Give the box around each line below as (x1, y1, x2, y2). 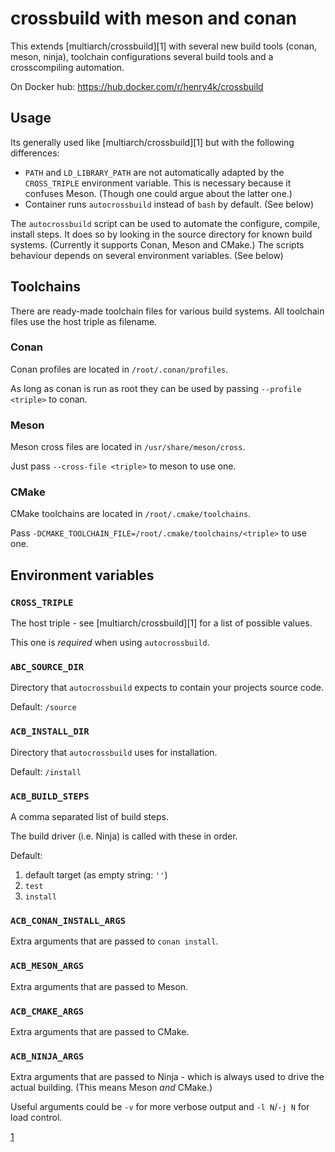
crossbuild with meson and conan (10, 7, 297, 30)
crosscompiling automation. (10, 61, 125, 73)
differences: (10, 147, 60, 159)
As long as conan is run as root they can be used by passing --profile (10, 382, 302, 394)
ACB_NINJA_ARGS (10, 1050, 85, 1062)
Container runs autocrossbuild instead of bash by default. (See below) (24, 198, 315, 210)
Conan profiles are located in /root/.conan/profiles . (10, 363, 229, 375)
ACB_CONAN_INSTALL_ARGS (10, 915, 127, 926)
